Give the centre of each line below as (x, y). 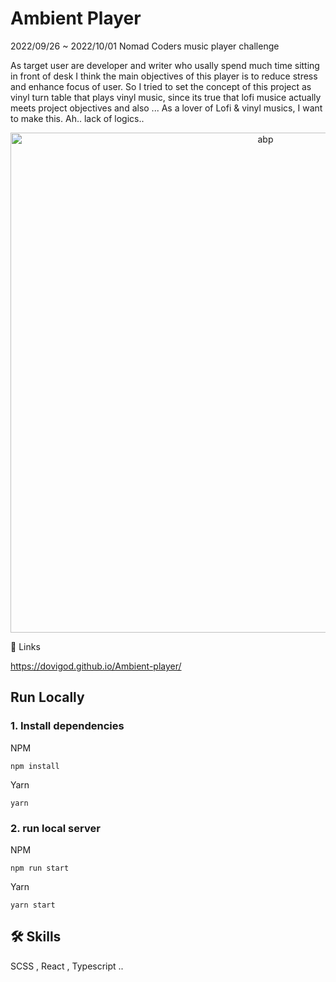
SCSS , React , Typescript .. (67, 966)
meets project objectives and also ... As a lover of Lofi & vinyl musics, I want (166, 108)
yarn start (33, 905)
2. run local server (55, 828)
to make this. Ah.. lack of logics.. (77, 118)
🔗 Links (25, 646)
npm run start (40, 868)
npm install (35, 766)
